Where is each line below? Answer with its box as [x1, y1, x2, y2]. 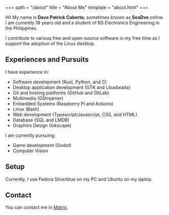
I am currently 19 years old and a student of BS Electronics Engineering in [5, 20, 160, 26]
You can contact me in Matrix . [5, 204, 68, 210]
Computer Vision [12, 147, 49, 154]
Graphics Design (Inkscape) [12, 122, 71, 128]
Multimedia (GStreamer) [12, 95, 64, 101]
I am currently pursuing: [5, 132, 56, 138]
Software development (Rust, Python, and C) [12, 79, 107, 85]
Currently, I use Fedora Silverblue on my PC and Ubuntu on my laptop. [5, 176, 153, 182]
